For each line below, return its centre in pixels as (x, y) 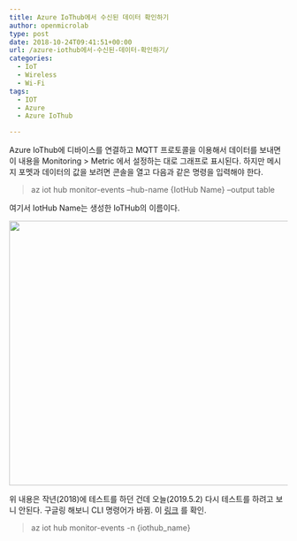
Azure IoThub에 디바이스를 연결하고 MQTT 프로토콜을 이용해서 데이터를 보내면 (145, 150)
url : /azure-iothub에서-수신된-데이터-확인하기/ (89, 50)
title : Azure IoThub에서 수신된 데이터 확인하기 (89, 17)
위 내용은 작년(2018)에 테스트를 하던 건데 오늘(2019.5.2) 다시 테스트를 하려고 (141, 499)
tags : (19, 91)
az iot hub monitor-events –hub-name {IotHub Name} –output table (153, 190)
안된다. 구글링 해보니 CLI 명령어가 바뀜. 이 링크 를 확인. (112, 510)
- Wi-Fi (31, 83)
